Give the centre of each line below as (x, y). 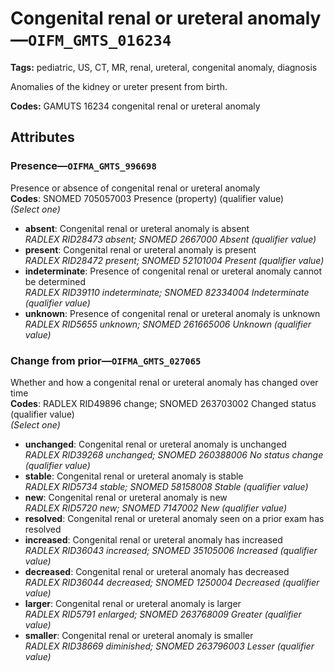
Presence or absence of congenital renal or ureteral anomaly (135, 188)
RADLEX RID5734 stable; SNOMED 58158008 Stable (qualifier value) (166, 486)
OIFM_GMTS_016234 (100, 41)
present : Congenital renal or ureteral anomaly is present (140, 249)
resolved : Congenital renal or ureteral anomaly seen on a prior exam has (174, 518)
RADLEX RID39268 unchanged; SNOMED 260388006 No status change (174, 454)
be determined (55, 281)
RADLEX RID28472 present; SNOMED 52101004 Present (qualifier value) (174, 260)
